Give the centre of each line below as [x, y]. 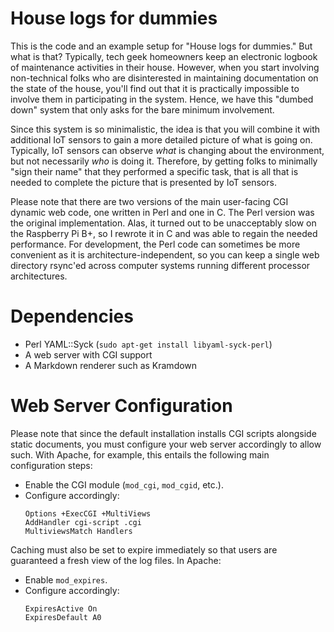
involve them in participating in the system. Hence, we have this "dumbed [162, 99]
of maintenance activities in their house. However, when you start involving [165, 67]
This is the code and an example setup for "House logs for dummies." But [161, 46]
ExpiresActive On [61, 608]
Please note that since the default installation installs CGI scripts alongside [163, 433]
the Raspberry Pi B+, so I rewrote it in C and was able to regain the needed [164, 233]
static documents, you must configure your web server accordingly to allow [166, 444]
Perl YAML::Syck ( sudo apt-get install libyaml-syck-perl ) [148, 344]
